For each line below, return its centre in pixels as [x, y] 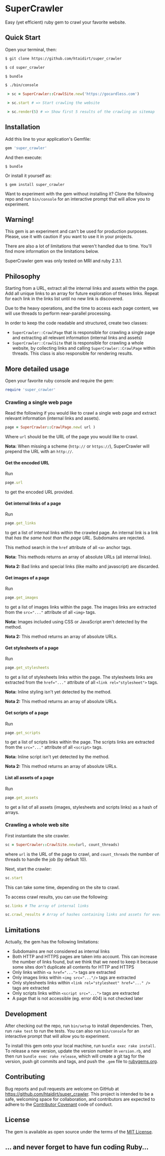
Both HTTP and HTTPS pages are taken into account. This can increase [84, 957]
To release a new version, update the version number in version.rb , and [78, 1051]
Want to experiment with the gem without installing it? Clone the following [79, 194]
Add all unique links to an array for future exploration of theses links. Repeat [82, 294]
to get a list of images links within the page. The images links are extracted [81, 607]
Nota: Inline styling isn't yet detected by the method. [58, 692]
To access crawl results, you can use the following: [57, 897]
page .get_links [21, 523]
